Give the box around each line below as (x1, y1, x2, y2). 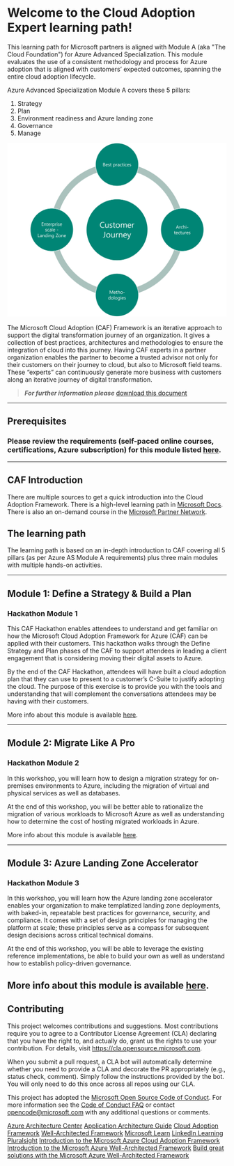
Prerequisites (7, 416, 67, 428)
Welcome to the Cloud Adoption (7, 5, 196, 21)
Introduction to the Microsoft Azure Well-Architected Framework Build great (7, 1144, 224, 1152)
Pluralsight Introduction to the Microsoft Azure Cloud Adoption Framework (7, 1136, 221, 1144)
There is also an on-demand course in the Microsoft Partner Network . (7, 507, 208, 516)
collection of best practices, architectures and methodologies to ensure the (7, 339, 224, 347)
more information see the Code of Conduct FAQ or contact (7, 1101, 175, 1109)
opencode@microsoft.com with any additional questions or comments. (7, 1107, 210, 1116)
